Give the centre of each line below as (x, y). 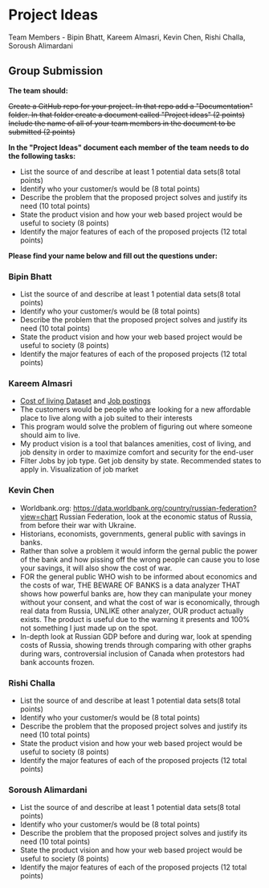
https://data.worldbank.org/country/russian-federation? (165, 508)
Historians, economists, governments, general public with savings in (133, 533)
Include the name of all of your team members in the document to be (122, 123)
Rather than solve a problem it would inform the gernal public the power (139, 550)
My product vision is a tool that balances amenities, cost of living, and (135, 444)
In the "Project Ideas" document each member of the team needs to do (129, 147)
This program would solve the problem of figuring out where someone (136, 427)
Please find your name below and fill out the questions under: (113, 255)
